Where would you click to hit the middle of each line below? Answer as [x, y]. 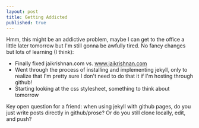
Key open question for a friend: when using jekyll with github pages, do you [99, 107]
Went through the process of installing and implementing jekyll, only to [101, 70]
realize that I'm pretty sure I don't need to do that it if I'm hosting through [104, 76]
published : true [26, 23]
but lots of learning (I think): [40, 52]
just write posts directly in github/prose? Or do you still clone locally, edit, [96, 113]
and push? [19, 119]
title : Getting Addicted [37, 17]
